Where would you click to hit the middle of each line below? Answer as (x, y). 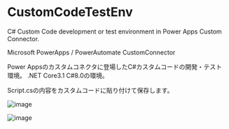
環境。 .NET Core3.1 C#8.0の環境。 (58, 75)
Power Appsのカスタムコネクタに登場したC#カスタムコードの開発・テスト (115, 66)
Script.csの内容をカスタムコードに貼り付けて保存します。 (90, 90)
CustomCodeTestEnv (70, 12)
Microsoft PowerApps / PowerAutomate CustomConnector (91, 52)
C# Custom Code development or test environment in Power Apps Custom (114, 31)
